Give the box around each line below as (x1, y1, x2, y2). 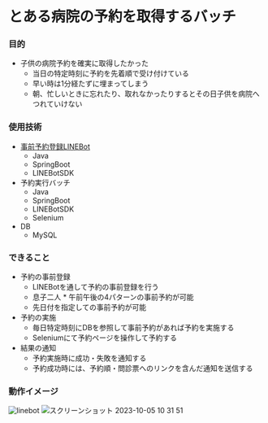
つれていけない (32, 99, 83, 109)
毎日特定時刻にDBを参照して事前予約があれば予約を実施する (32, 323, 235, 333)
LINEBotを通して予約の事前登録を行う (32, 282, 159, 292)
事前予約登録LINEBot (19, 142, 91, 151)
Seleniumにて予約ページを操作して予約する (32, 333, 177, 342)
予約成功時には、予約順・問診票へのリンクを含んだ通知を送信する (32, 364, 253, 373)
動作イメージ (8, 386, 58, 397)
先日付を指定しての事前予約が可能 (32, 303, 147, 312)
